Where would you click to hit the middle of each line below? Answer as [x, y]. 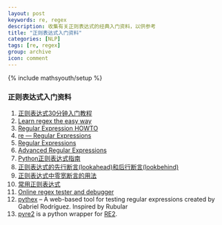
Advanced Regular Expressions [62, 150]
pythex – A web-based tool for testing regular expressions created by [117, 200]
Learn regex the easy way [55, 121]
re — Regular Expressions [54, 136]
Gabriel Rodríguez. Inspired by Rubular [73, 206]
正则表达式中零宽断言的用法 [57, 175]
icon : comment [28, 58]
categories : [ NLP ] [34, 39]
